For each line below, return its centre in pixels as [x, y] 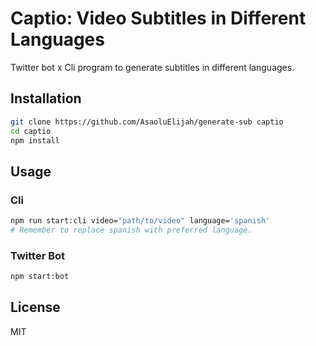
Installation [46, 98]
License [35, 307]
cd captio [31, 131]
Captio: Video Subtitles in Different [158, 18]
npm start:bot [40, 277]
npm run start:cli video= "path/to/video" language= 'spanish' [140, 221]
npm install [35, 140]
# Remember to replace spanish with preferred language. [131, 230]
